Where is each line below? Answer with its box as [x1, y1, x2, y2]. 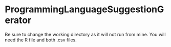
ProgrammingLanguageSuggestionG [5, 4, 164, 15]
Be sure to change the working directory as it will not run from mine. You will [5, 31, 166, 37]
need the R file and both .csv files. [5, 37, 77, 43]
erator [5, 14, 32, 26]
